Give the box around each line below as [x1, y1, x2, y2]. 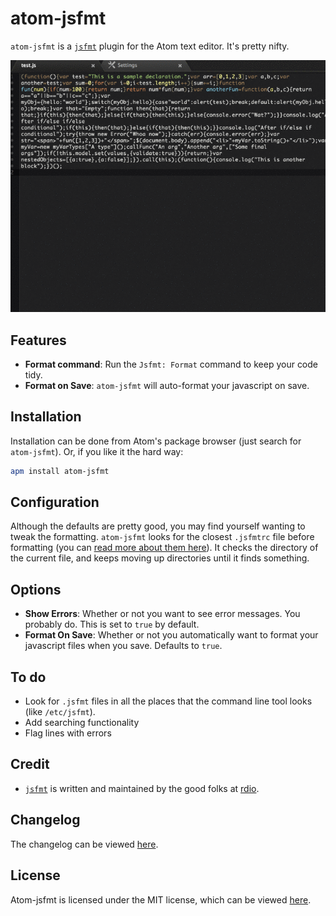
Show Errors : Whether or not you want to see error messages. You [24, 608, 301, 620]
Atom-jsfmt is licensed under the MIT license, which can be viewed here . [10, 893, 312, 906]
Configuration [10, 494, 100, 511]
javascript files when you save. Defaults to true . [24, 640, 223, 652]
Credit [10, 756, 50, 773]
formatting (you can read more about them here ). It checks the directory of [10, 542, 319, 554]
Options [10, 581, 62, 598]
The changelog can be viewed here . [10, 838, 159, 850]
